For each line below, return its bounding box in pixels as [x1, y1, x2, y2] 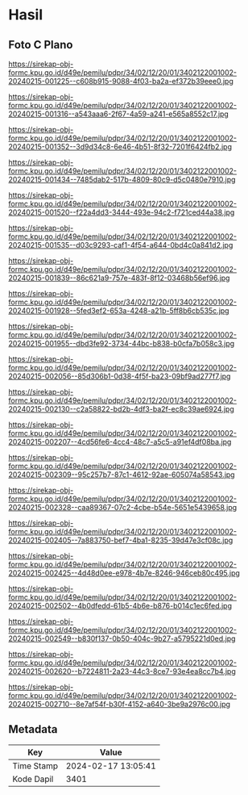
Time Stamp [12, 760, 59, 772]
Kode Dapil [12, 773, 54, 785]
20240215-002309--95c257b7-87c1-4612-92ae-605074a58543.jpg [8, 470, 235, 479]
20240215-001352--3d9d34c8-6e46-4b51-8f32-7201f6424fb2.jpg [8, 142, 232, 151]
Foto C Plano [8, 38, 73, 52]
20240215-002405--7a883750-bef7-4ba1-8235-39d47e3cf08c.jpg [8, 535, 234, 545]
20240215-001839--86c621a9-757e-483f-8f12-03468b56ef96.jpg [8, 273, 230, 282]
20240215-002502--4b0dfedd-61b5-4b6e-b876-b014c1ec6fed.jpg [8, 601, 232, 610]
